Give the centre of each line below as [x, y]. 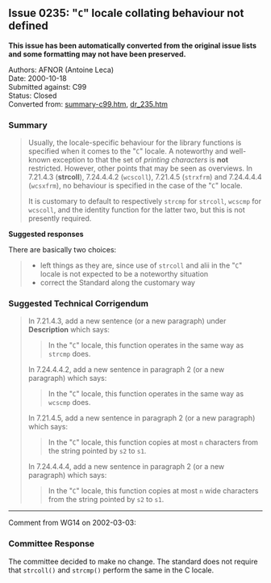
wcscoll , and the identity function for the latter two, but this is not [137, 210]
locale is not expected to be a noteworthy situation [124, 274]
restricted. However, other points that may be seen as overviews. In [140, 168]
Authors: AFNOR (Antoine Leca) [61, 70]
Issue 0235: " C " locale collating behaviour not [126, 13]
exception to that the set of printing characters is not [140, 160]
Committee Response [52, 543]
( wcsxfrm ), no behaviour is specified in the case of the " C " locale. [135, 186]
